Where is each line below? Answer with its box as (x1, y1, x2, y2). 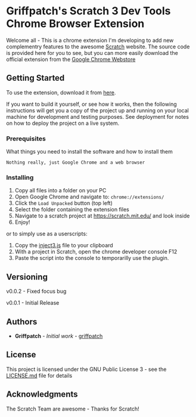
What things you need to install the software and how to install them (6, 148, 173, 155)
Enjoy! (14, 219, 30, 226)
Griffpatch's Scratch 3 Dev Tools (6, 4, 171, 18)
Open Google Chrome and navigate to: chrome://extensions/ (14, 193, 164, 201)
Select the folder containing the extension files (14, 206, 129, 213)
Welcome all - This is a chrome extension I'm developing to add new (6, 36, 174, 44)
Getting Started (6, 73, 65, 83)
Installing (6, 173, 34, 182)
